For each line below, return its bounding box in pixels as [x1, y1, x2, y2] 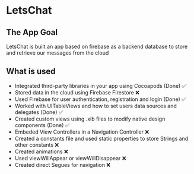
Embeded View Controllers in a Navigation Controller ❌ [14, 128, 150, 135]
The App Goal [6, 27, 58, 37]
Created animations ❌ [14, 148, 68, 155]
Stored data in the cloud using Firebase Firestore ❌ [14, 88, 139, 96]
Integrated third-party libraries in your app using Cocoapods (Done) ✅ [14, 82, 187, 89]
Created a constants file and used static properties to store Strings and [14, 135, 189, 142]
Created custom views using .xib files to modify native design [14, 115, 166, 122]
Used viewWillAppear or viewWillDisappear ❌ [14, 154, 126, 162]
